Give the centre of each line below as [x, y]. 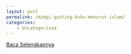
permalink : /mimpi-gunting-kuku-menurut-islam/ [66, 17]
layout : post [22, 11]
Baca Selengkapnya [30, 45]
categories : [21, 22]
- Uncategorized [37, 28]
